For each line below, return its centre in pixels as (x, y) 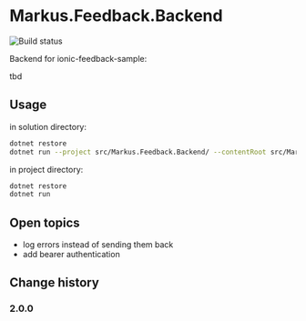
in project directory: (46, 169)
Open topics (45, 222)
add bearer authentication (71, 255)
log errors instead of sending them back (98, 245)
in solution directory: (48, 126)
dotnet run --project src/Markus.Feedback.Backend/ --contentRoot (138, 152)
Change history (55, 283)
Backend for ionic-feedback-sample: (78, 58)
